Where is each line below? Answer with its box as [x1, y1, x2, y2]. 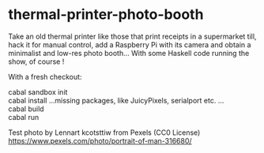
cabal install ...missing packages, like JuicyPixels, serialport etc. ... [8, 95, 224, 105]
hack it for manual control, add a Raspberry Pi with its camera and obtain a [8, 39, 251, 49]
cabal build [8, 104, 45, 114]
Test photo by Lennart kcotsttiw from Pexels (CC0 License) [8, 128, 201, 137]
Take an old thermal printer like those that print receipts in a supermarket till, [8, 32, 257, 41]
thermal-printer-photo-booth [8, 6, 204, 24]
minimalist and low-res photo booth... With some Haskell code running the [8, 48, 250, 58]
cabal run [8, 112, 40, 121]
